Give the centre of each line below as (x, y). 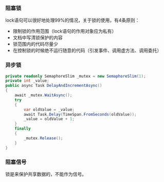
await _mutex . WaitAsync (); (43, 95)
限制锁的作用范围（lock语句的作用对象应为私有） (65, 31)
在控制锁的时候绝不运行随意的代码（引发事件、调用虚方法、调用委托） (87, 50)
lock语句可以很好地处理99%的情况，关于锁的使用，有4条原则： (72, 20)
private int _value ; (28, 81)
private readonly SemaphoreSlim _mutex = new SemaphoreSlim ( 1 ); (76, 76)
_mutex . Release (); (43, 138)
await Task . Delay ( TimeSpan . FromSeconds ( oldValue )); (80, 114)
